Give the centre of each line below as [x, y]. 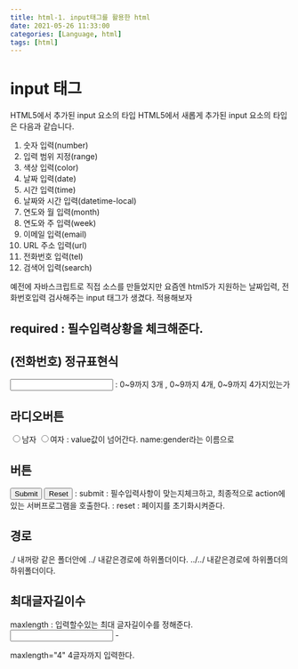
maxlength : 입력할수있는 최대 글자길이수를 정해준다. [102, 625]
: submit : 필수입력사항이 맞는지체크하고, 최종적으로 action [177, 494]
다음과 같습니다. [47, 126]
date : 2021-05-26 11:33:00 [60, 26]
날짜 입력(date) [49, 179]
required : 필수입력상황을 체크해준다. [107, 329]
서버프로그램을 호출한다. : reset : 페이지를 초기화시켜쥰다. [126, 506]
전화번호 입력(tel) [53, 257]
